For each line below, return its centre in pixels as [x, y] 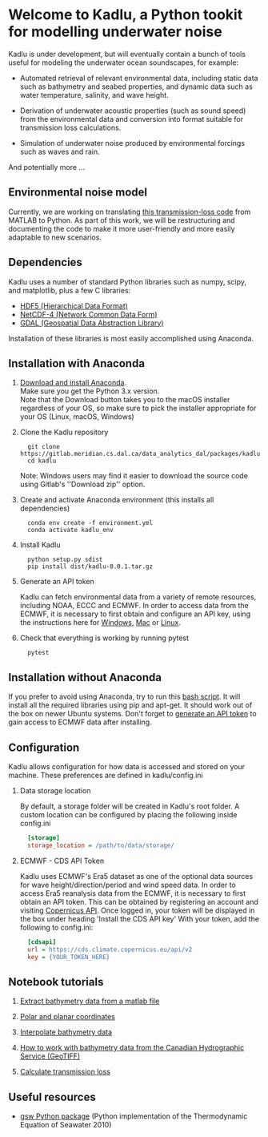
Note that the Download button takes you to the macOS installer [125, 400]
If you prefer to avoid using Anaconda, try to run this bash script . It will [124, 697]
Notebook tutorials [56, 982]
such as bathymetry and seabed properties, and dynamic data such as [136, 87]
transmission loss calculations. [70, 127]
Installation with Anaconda [77, 363]
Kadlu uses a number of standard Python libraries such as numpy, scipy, [127, 281]
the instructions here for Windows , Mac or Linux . [100, 623]
